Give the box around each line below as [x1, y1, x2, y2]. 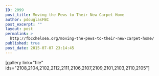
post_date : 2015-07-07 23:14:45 [5, 45, 74, 50]
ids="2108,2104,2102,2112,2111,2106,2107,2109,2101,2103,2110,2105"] [5, 65, 150, 71]
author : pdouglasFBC [5, 17, 50, 22]
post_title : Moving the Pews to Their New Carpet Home [5, 12, 125, 17]
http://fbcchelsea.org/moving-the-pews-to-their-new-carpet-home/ [10, 36, 154, 41]
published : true [5, 41, 40, 46]
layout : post [5, 27, 33, 32]
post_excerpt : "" [5, 21, 42, 27]
